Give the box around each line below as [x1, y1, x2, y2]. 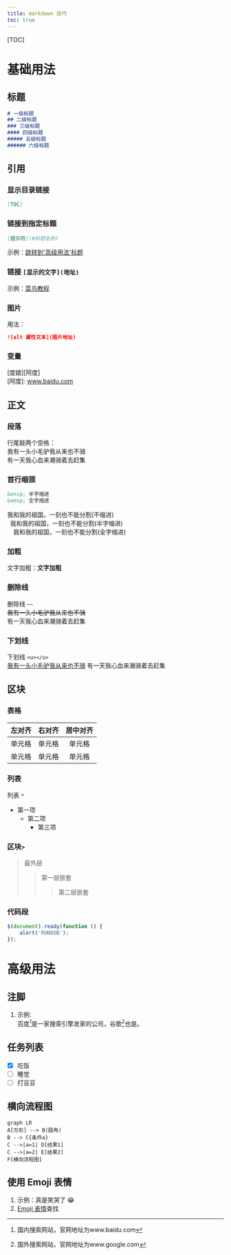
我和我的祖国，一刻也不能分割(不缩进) [7, 510, 115, 519]
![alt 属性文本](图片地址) [7, 334, 76, 341]
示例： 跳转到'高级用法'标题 [7, 248, 84, 257]
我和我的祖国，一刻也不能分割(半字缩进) [10, 519, 124, 528]
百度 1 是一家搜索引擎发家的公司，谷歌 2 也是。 [16, 1018, 143, 1027]
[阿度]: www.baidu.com [7, 377, 74, 385]
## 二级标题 [7, 117, 38, 123]
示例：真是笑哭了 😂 [16, 1196, 75, 1204]
